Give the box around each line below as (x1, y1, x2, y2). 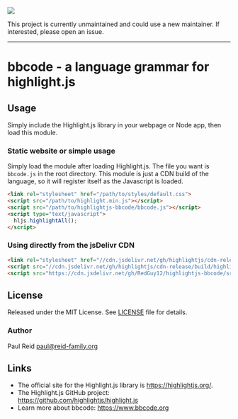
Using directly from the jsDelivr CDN (7, 241, 135, 251)
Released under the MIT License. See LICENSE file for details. (7, 308, 188, 316)
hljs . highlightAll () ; (13, 217, 78, 224)
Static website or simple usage (7, 146, 115, 156)
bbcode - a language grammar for (7, 59, 210, 75)
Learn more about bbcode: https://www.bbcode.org (17, 403, 169, 412)
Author (7, 326, 33, 335)
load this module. (7, 128, 58, 137)
